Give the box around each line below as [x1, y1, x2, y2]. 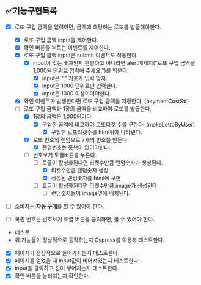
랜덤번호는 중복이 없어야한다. [42, 143, 111, 151]
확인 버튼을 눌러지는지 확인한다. [14, 272, 90, 279]
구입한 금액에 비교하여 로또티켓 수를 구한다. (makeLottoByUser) [42, 120, 196, 128]
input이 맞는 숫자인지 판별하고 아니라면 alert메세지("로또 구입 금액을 [32, 59, 196, 67]
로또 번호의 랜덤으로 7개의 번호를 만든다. [32, 136, 129, 143]
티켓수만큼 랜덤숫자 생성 [51, 166, 109, 174]
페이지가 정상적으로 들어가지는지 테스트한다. [14, 250, 120, 257]
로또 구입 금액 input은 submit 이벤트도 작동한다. [23, 51, 139, 59]
